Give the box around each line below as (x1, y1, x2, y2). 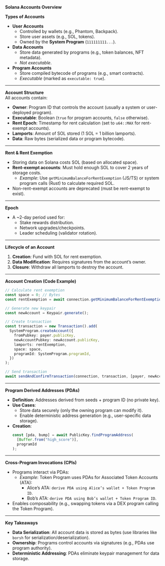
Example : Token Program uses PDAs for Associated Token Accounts (19, 475, 158, 480)
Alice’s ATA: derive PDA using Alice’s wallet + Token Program (27, 485, 155, 491)
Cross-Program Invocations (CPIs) (5, 460, 77, 466)
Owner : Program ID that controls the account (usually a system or (12, 104, 146, 110)
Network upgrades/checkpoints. (19, 225, 85, 231)
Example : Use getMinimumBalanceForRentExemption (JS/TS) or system (19, 175, 160, 181)
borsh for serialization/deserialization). (12, 535, 90, 540)
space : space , (14, 347, 43, 352)
